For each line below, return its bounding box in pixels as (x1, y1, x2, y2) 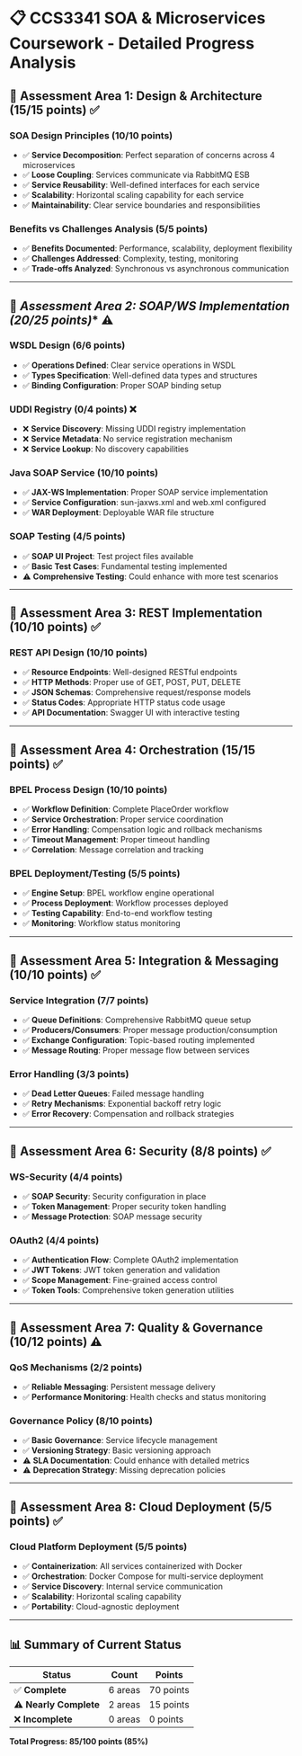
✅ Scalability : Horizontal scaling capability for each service (22, 189, 244, 200)
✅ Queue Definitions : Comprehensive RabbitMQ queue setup (22, 1014, 252, 1026)
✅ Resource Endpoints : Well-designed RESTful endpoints (22, 667, 238, 678)
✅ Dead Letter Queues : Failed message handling (22, 1088, 205, 1099)
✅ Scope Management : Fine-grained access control (22, 1275, 218, 1286)
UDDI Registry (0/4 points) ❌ (9, 403, 137, 415)
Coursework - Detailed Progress (9, 33, 254, 54)
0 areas (108, 1713, 141, 1725)
